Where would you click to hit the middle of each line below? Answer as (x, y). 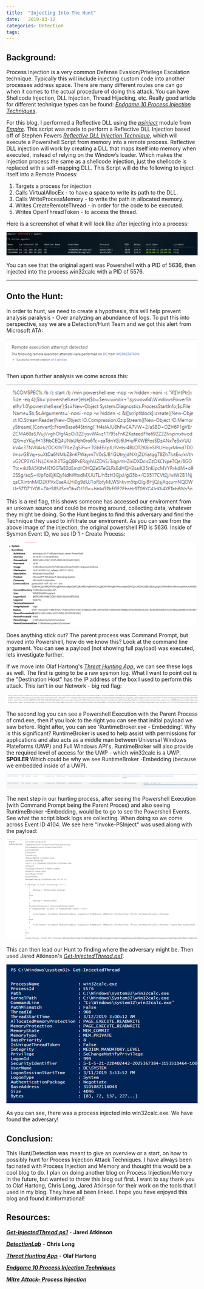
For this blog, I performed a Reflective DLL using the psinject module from (99, 123)
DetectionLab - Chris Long (40, 1244)
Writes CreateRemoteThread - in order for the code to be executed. (99, 206)
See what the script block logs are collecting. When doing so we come (94, 818)
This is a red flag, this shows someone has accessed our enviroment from (99, 502)
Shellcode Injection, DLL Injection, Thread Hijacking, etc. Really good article (101, 98)
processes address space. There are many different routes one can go (95, 85)
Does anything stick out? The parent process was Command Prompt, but (97, 635)
